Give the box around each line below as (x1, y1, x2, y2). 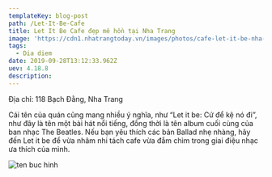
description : (8, 72, 53, 80)
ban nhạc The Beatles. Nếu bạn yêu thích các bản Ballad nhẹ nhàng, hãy (8, 127, 251, 137)
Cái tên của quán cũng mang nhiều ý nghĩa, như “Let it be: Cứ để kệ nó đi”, (8, 110, 257, 120)
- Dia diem (15, 49, 53, 57)
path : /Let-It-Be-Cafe (8, 19, 85, 27)
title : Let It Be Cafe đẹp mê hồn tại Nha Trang (8, 27, 176, 35)
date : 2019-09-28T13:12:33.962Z (8, 57, 117, 65)
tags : (8, 42, 27, 50)
